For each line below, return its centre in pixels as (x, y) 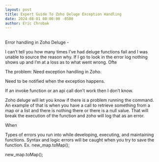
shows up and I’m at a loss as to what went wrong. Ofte (61, 62)
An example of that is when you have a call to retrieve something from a (78, 105)
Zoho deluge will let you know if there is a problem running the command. (79, 100)
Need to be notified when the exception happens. (55, 81)
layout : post (18, 10)
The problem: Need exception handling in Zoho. (53, 72)
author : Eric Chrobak (27, 23)
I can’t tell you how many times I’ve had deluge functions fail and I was (77, 52)
